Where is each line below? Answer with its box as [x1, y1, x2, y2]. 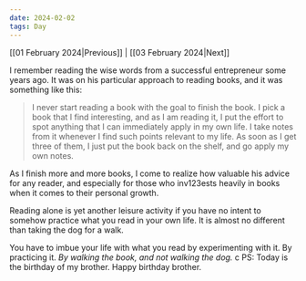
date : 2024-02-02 [9, 13, 76, 23]
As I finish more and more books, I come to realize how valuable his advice [9, 168, 290, 179]
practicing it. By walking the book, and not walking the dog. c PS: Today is [9, 252, 289, 263]
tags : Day [9, 22, 47, 31]
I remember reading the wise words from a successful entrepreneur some [9, 65, 287, 76]
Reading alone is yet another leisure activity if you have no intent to [9, 204, 261, 215]
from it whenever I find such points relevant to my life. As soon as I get [31, 130, 297, 141]
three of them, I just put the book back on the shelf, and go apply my [31, 140, 290, 151]
